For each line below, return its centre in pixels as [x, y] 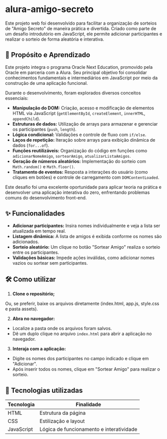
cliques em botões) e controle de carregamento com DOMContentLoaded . [86, 177]
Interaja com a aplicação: [39, 349]
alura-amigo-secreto [49, 9]
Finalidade [88, 404]
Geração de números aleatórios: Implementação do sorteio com [79, 161]
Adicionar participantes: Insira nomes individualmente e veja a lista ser [86, 226]
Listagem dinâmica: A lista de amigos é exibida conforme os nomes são [87, 236]
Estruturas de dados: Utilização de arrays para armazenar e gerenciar [85, 124]
